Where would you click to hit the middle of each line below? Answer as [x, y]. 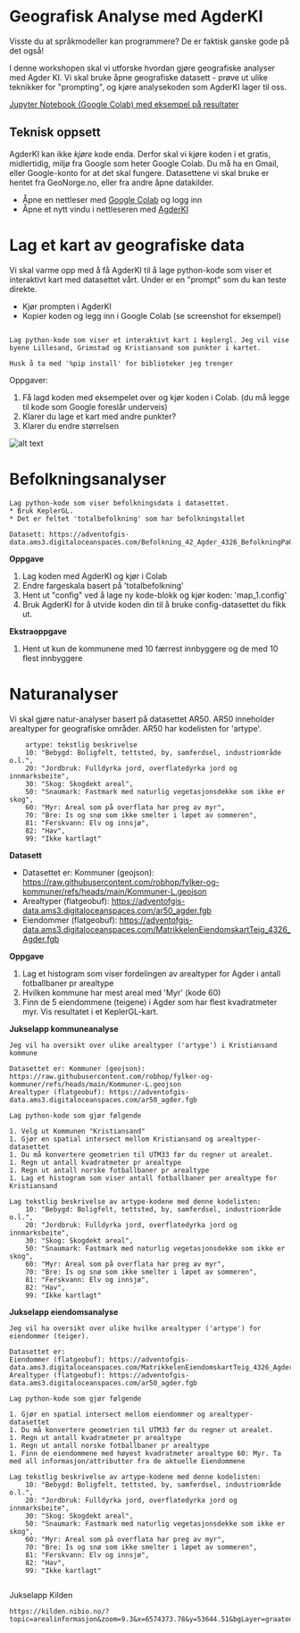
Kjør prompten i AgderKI [67, 306]
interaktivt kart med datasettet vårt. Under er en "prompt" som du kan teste [148, 280]
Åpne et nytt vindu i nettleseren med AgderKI [105, 209]
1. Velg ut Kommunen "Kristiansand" [77, 1131]
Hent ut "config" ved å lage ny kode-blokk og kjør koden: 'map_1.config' [154, 595]
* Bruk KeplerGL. [42, 511]
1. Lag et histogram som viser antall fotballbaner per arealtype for [143, 1178]
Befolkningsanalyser [88, 479]
